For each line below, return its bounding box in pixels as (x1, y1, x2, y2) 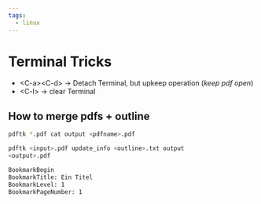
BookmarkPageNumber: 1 (8, 188, 83, 196)
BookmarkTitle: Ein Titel (8, 173, 93, 181)
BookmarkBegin (8, 166, 55, 173)
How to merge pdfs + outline (8, 109, 150, 122)
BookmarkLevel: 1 (8, 180, 65, 188)
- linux (15, 19, 41, 27)
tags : (8, 11, 26, 20)
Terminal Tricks (8, 53, 112, 71)
